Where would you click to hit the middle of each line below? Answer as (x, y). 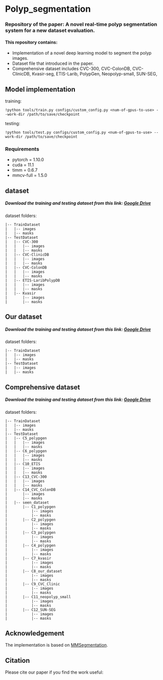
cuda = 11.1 (23, 165)
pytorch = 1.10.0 (28, 160)
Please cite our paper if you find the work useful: (54, 672)
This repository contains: (31, 42)
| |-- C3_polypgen (30, 532)
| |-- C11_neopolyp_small (38, 597)
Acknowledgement (35, 633)
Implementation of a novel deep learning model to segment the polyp (82, 53)
